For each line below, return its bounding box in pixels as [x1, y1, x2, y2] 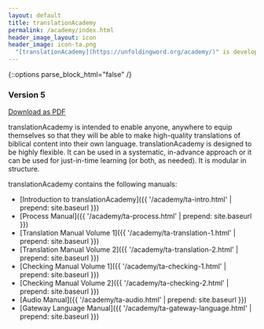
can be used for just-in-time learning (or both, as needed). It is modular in [8, 156, 247, 165]
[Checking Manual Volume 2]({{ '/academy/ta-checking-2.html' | [19, 279, 229, 288]
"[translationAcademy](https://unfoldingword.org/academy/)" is [15, 48, 230, 56]
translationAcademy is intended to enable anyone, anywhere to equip [8, 123, 233, 132]
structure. [8, 164, 40, 174]
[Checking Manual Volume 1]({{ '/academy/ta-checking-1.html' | [19, 261, 226, 272]
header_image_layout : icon [8, 33, 97, 42]
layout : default [8, 11, 61, 20]
